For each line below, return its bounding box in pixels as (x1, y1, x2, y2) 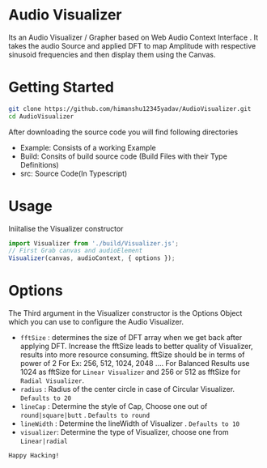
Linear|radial (19, 437, 68, 446)
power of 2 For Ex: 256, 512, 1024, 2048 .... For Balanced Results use (19, 359, 250, 368)
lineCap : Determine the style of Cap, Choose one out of (19, 402, 208, 411)
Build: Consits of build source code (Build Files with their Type (19, 151, 228, 161)
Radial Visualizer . (19, 376, 85, 385)
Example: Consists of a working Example (19, 143, 156, 152)
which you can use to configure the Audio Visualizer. (8, 317, 184, 327)
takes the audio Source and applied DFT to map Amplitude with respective (8, 40, 256, 50)
